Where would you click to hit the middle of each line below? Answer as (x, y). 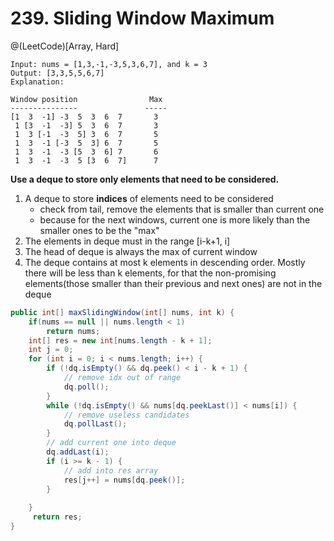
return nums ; (73, 331)
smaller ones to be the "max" (99, 230)
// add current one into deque (111, 443)
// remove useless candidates (126, 415)
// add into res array (111, 470)
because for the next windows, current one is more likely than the (175, 219)
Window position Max (86, 99)
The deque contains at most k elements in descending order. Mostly (165, 262)
